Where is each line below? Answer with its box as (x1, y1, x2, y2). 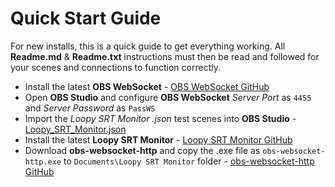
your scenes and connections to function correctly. (10, 61, 221, 73)
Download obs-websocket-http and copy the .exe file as (24, 144, 261, 156)
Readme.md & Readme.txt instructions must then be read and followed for (10, 50, 320, 62)
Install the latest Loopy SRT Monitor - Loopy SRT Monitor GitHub (24, 133, 293, 146)
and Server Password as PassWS (24, 102, 156, 114)
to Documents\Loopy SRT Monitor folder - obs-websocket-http (63, 155, 315, 167)
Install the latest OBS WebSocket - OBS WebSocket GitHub (24, 80, 270, 92)
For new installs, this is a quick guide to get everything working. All (10, 40, 286, 52)
